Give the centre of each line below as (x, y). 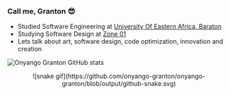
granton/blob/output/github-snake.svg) (119, 84)
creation (30, 49)
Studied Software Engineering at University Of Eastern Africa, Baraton (120, 27)
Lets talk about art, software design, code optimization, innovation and (120, 42)
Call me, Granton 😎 (41, 11)
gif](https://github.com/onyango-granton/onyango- (131, 76)
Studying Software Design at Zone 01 (71, 34)
